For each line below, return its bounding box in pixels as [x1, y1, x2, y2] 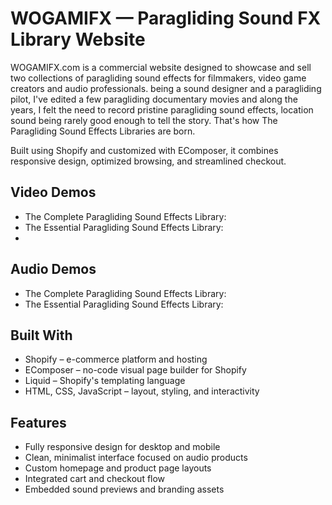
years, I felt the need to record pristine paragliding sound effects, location [10, 103, 314, 116]
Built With [10, 327, 73, 344]
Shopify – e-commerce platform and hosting [24, 353, 208, 366]
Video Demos [10, 184, 97, 201]
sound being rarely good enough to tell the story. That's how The [10, 114, 278, 126]
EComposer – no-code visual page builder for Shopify [24, 364, 247, 376]
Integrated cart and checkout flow [24, 473, 166, 485]
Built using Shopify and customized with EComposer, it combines [10, 144, 279, 156]
